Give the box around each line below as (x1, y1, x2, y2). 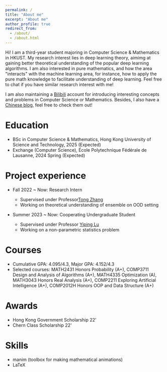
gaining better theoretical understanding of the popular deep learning (5, 60, 149, 66)
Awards (5, 300, 38, 312)
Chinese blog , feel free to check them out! (5, 102, 93, 108)
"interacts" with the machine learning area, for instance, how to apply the (5, 71, 157, 77)
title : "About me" (5, 12, 44, 17)
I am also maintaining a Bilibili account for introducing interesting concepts (5, 91, 159, 97)
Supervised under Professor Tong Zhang (20, 196, 103, 202)
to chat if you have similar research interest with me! (5, 81, 114, 87)
